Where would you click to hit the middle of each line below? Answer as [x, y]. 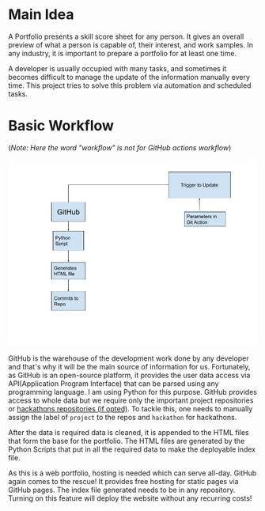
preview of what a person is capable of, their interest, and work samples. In [131, 44]
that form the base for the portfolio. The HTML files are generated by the [127, 441]
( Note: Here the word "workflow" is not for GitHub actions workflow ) [120, 147]
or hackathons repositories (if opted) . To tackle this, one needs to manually [131, 408]
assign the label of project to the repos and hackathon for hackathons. [123, 417]
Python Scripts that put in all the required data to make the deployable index [132, 449]
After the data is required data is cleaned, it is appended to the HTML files [129, 432]
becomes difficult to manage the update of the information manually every [129, 77]
